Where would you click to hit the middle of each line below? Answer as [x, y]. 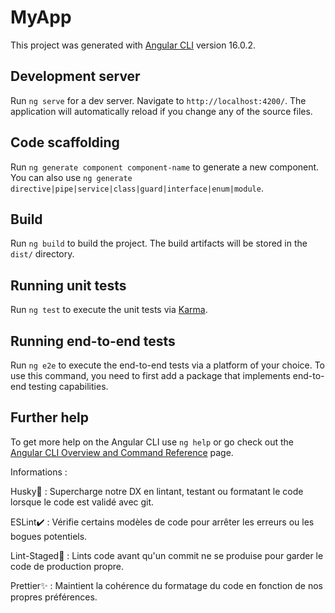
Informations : [39, 472]
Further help [50, 417]
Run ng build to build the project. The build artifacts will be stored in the [159, 243]
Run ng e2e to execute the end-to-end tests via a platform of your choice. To [168, 365]
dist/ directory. [42, 254]
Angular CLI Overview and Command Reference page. [122, 452]
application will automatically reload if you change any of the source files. [161, 111]
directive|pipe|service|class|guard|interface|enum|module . [137, 188]
